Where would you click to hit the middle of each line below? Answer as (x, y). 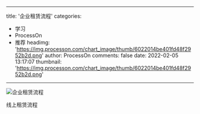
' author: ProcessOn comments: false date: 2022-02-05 (110, 55)
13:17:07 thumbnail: (38, 62)
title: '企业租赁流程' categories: (44, 16)
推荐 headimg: (32, 42)
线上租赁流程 (22, 105)
